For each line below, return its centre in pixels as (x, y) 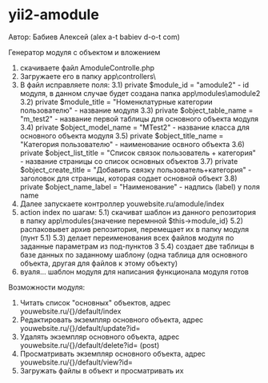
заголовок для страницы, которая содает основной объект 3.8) (128, 178)
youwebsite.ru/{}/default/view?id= (76, 362)
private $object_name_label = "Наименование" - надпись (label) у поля (140, 186)
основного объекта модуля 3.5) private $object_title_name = (122, 136)
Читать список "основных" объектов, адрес (95, 302)
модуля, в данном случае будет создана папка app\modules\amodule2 (140, 93)
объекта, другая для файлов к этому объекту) (99, 263)
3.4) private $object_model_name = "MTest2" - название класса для (134, 127)
